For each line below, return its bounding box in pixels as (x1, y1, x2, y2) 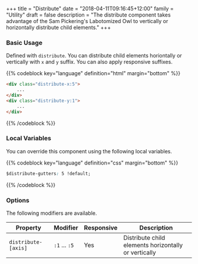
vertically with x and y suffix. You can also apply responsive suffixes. (6, 59, 173, 66)
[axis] (9, 245, 28, 252)
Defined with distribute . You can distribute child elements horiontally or (6, 52, 183, 59)
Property (15, 224, 41, 232)
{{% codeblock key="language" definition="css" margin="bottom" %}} (6, 159, 179, 166)
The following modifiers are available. (6, 210, 97, 217)
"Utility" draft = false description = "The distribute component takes (6, 11, 171, 18)
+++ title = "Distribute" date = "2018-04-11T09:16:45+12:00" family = (6, 5, 174, 12)
